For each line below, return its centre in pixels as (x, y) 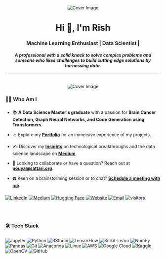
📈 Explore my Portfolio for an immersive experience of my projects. (82, 135)
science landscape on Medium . (44, 154)
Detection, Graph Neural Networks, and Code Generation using (78, 120)
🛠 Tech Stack (22, 226)
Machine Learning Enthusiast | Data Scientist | (83, 43)
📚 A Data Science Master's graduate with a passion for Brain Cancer (84, 112)
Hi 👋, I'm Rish (83, 28)
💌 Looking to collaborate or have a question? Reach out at (71, 163)
